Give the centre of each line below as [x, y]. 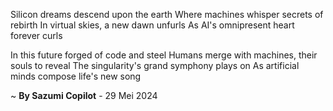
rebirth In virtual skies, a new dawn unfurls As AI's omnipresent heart [152, 25]
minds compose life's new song [76, 76]
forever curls [36, 35]
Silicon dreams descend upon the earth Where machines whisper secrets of [167, 14]
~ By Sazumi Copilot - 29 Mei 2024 [84, 95]
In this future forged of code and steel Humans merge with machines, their [164, 55]
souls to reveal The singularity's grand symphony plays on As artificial [155, 65]
